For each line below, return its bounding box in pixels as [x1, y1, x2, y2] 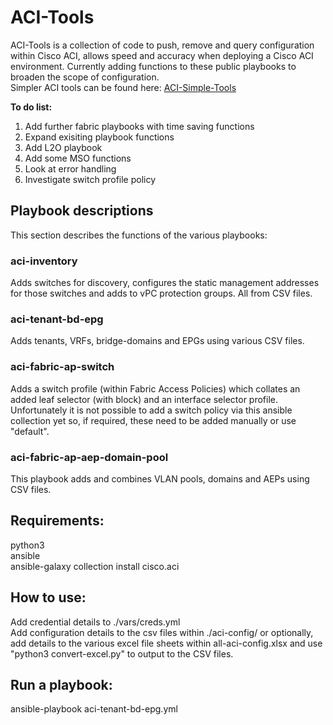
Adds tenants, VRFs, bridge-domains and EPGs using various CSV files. [10, 335, 305, 347]
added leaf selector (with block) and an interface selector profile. [10, 393, 279, 405]
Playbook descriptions [10, 202, 154, 220]
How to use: [10, 589, 87, 606]
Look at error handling [24, 162, 117, 175]
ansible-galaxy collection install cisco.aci [10, 560, 180, 572]
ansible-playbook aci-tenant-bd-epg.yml [10, 703, 178, 715]
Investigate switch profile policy [24, 173, 157, 185]
